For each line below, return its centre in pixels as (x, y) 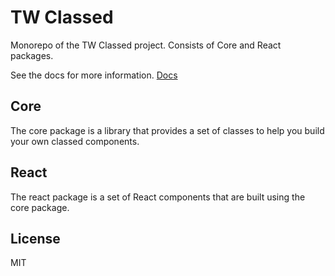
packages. (32, 55)
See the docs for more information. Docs (94, 75)
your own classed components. (75, 141)
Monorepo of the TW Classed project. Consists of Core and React (146, 45)
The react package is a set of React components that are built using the (158, 197)
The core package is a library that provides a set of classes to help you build (167, 130)
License (35, 238)
